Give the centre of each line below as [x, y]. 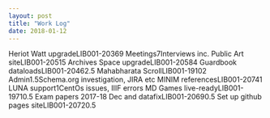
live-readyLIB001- [214, 88]
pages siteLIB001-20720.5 [52, 105]
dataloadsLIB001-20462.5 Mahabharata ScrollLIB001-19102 [107, 71]
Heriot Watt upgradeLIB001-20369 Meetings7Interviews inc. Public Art [126, 54]
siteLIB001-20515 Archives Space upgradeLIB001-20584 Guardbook [123, 62]
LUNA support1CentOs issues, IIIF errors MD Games [95, 88]
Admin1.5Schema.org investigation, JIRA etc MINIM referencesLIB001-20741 [135, 80]
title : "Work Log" [39, 23]
